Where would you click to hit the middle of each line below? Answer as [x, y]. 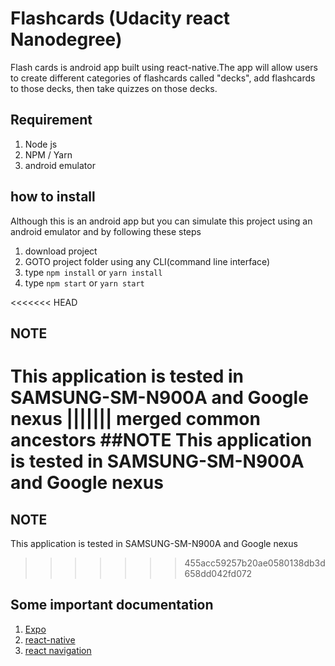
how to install [53, 197]
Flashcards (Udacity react [120, 18]
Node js [41, 144]
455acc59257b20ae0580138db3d [255, 563]
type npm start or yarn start [84, 283]
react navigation [58, 650]
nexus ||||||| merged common [135, 419]
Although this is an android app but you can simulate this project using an [161, 221]
